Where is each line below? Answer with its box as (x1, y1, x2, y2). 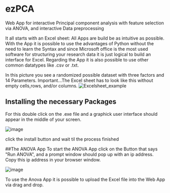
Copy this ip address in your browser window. (5, 156, 101, 163)
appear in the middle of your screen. (5, 116, 82, 122)
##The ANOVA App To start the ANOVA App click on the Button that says (5, 146, 158, 152)
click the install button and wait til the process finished (5, 136, 119, 142)
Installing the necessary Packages (5, 98, 117, 106)
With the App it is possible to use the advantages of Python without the (5, 40, 154, 46)
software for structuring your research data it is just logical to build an (5, 51, 151, 57)
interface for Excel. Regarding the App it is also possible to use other (5, 56, 149, 62)
